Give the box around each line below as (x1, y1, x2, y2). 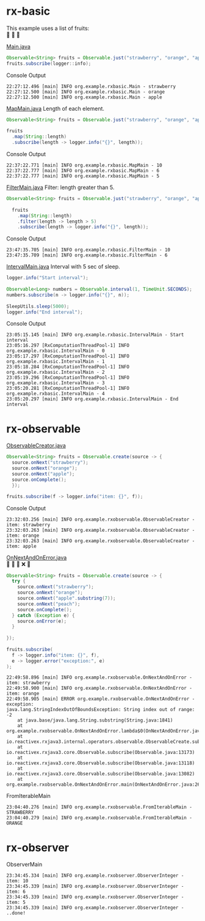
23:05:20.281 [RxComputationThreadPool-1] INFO (6, 386, 130, 392)
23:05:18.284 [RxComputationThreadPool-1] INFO (6, 364, 130, 370)
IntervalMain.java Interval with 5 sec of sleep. (6, 263, 120, 270)
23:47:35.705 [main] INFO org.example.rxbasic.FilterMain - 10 (6, 247, 171, 253)
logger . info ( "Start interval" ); (6, 275, 88, 281)
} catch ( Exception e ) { (12, 612, 75, 619)
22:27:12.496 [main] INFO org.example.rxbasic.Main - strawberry (6, 83, 176, 89)
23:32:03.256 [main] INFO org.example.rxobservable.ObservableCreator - (6, 516, 195, 523)
